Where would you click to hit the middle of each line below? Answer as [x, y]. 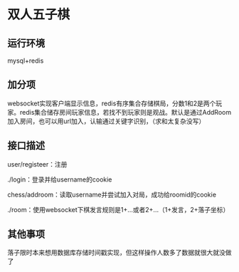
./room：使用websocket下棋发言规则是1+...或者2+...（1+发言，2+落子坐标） [118, 209]
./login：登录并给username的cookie [60, 179]
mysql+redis [26, 61]
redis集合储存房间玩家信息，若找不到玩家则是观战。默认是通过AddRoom [126, 112]
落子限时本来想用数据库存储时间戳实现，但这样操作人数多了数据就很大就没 [116, 253]
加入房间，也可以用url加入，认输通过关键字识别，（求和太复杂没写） [106, 121]
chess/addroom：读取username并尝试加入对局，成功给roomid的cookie [112, 194]
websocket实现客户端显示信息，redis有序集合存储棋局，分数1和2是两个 [112, 103]
